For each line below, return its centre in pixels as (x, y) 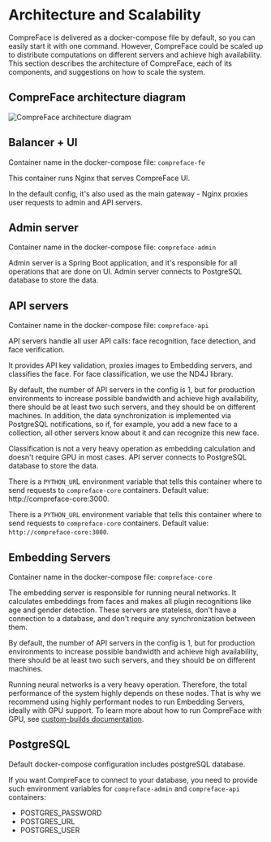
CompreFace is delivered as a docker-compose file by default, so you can (132, 37)
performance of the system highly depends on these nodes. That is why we (135, 693)
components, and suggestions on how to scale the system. (107, 71)
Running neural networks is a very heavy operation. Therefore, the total (128, 684)
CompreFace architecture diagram (97, 98)
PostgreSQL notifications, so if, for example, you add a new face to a (123, 425)
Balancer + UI (43, 142)
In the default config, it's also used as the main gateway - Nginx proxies (129, 193)
